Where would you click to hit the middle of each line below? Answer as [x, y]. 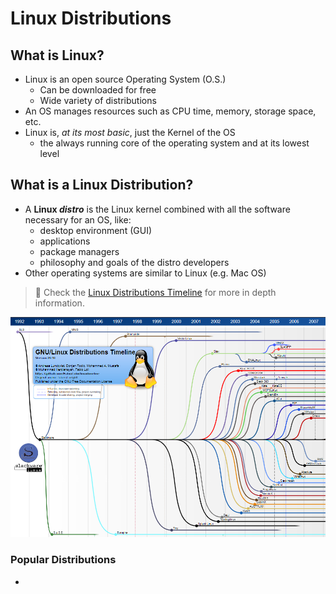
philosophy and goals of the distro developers [134, 262]
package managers [79, 251]
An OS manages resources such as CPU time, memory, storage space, [170, 111]
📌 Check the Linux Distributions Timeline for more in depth [155, 292]
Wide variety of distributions [98, 100]
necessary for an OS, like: [78, 219]
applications [65, 241]
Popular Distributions [63, 560]
